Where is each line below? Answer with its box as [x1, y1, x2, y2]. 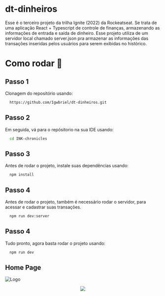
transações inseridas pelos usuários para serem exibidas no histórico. [5, 40, 147, 46]
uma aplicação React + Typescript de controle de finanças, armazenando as [5, 25, 160, 30]
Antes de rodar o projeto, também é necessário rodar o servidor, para [5, 199, 146, 205]
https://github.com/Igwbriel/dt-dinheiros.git [9, 100, 107, 105]
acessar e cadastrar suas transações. [5, 204, 81, 210]
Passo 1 [5, 77, 29, 86]
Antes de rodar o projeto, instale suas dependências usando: [5, 163, 129, 169]
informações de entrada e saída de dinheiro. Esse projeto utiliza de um [5, 30, 149, 36]
